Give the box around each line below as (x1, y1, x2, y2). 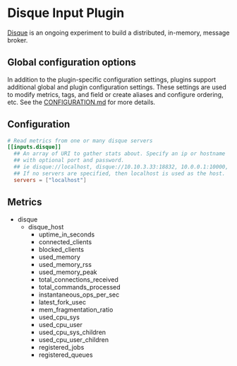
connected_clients (38, 237, 92, 246)
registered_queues (38, 350, 93, 359)
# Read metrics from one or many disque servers (7, 137, 153, 144)
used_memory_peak (38, 268, 97, 276)
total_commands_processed (38, 282, 121, 291)
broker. (7, 35, 28, 44)
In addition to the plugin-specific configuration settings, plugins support (7, 75, 217, 84)
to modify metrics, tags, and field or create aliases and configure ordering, (7, 90, 224, 98)
